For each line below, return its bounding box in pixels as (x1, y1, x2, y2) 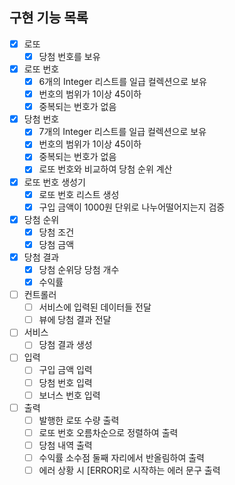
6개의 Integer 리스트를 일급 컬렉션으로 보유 (38, 76, 207, 87)
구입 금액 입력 (38, 364, 93, 376)
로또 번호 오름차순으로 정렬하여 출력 (38, 426, 179, 438)
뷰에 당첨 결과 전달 (38, 314, 112, 326)
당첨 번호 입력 (38, 376, 93, 388)
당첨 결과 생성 (38, 339, 93, 351)
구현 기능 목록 (9, 9, 89, 27)
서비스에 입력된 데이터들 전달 (38, 301, 152, 313)
